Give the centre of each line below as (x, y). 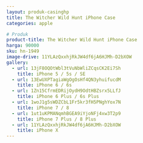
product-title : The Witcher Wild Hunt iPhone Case (72, 40)
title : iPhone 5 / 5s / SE (51, 74)
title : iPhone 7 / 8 (43, 108)
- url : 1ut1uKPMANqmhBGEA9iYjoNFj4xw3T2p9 (66, 113)
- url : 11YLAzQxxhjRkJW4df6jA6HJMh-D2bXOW (66, 125)
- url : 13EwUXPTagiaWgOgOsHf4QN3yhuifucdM (66, 80)
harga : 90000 (23, 46)
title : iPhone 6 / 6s (44, 85)
